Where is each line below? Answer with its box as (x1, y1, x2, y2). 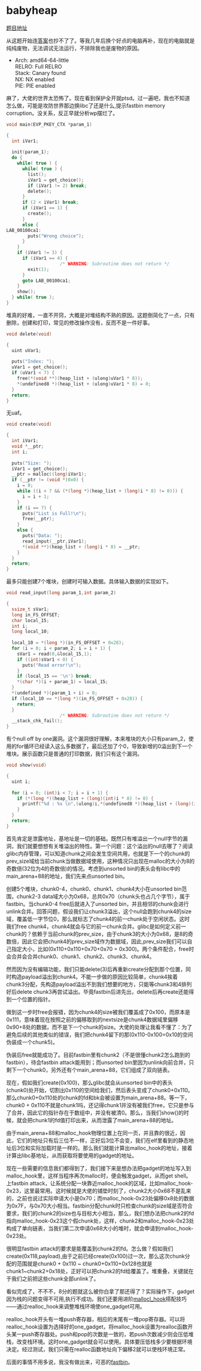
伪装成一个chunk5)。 (6, 1038, 58, 1045)
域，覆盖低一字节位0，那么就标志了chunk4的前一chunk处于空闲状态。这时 (6, 915, 190, 922)
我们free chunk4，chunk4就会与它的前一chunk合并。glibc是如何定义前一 (6, 923, 187, 930)
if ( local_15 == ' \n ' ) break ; (17, 673, 93, 679)
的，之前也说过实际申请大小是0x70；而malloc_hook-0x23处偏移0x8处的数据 (6, 1194, 194, 1202)
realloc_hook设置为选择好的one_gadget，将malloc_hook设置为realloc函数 (6, 1323, 188, 1330)
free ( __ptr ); (22, 516, 55, 522)
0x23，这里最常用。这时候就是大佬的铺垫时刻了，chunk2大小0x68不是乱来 (6, 1187, 191, 1194)
